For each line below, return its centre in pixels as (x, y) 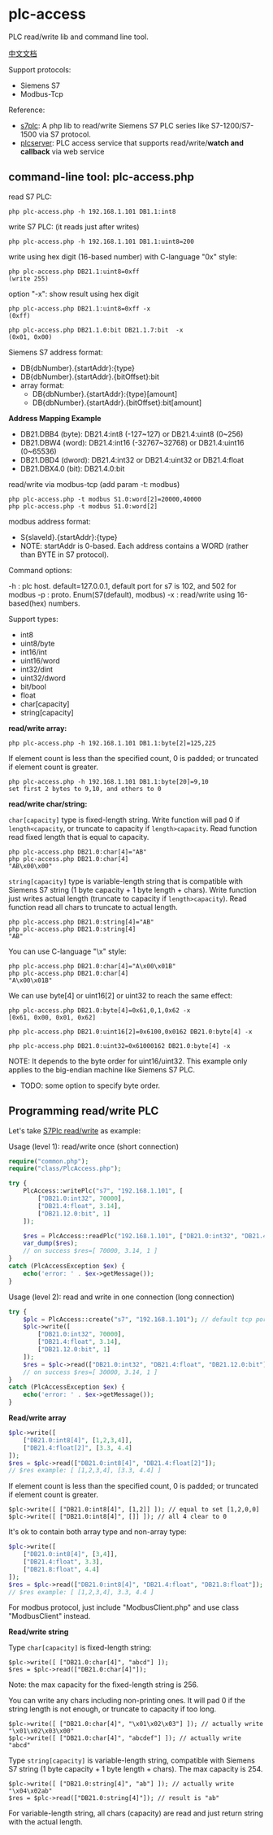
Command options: (40, 570)
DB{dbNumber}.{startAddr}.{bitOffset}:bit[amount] (117, 402)
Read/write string (39, 1632)
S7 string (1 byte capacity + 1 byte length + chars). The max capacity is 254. (136, 1769)
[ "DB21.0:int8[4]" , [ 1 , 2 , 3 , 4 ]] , (78, 1440)
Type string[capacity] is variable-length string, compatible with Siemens (132, 1760)
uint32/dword (43, 678)
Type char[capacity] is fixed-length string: (80, 1648)
